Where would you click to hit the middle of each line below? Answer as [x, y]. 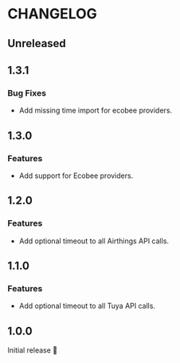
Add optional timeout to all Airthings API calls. [94, 241]
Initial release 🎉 [33, 350]
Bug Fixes [27, 93]
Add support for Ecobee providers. [76, 176]
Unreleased [37, 43]
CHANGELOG [52, 14]
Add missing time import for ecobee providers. [96, 110]
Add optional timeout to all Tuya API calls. [87, 306]
